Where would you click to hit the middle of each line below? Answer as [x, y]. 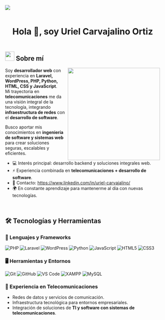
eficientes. [16, 153]
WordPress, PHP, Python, [31, 81]
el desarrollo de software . [32, 117]
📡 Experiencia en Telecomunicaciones [52, 287]
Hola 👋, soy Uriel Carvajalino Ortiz [82, 32]
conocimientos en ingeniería [34, 132]
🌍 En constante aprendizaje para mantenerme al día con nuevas [78, 188]
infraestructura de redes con [35, 112]
